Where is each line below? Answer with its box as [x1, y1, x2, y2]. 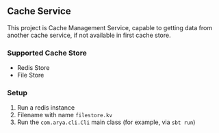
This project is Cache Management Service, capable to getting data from [7, 23, 213, 32]
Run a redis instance [16, 104, 75, 112]
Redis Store [16, 64, 50, 72]
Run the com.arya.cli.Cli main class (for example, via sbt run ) [16, 118, 196, 126]
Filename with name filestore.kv [16, 111, 113, 119]
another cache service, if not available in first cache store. [7, 31, 171, 39]
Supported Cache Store [7, 48, 87, 58]
